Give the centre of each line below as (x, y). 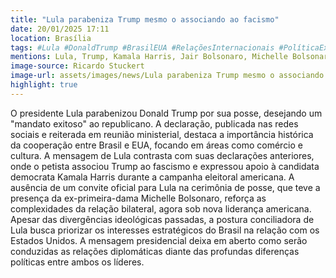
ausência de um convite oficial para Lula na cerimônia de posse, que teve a (165, 187)
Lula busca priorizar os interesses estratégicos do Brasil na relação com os (165, 230)
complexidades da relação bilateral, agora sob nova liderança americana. (161, 208)
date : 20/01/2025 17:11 (60, 29)
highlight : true (44, 85)
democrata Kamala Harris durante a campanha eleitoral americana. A (152, 177)
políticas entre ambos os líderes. (77, 262)
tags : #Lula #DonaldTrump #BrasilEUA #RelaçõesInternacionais (142, 47)
